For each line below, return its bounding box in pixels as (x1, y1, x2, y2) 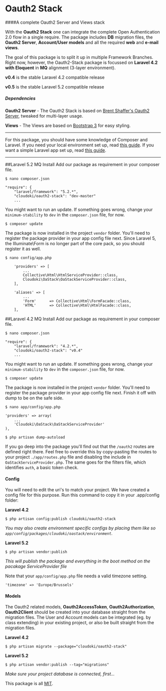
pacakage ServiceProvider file (5, 563, 67, 569)
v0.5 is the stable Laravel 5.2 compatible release (5, 84, 105, 89)
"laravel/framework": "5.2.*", (14, 189, 79, 194)
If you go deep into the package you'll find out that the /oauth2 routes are (5, 443, 155, 449)
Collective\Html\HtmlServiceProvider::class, (23, 272, 119, 277)
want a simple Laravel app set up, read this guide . (5, 147, 106, 153)
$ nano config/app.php (5, 255, 52, 260)
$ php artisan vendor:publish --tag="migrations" (5, 662, 110, 667)
